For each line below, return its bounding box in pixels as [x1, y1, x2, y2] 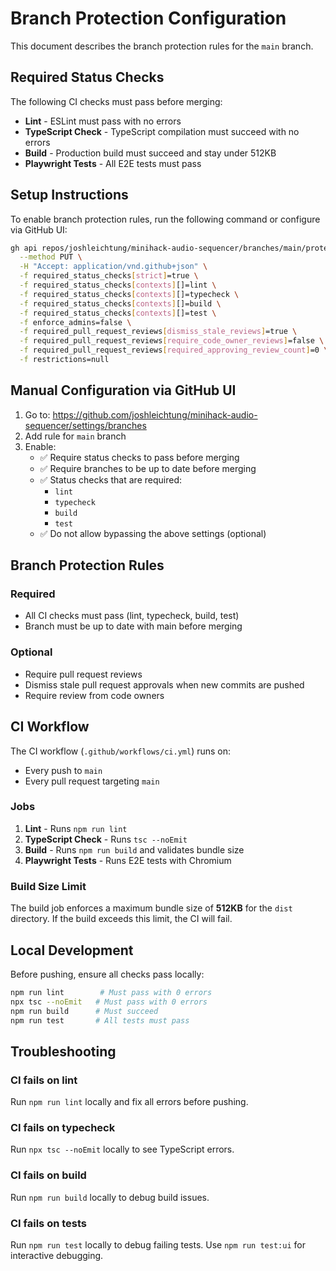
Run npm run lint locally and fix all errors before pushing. [10, 1096, 249, 1108]
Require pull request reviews [24, 668, 143, 680]
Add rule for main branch [24, 430, 127, 442]
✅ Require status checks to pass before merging [39, 451, 240, 463]
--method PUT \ [19, 252, 83, 262]
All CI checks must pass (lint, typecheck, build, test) [24, 610, 240, 622]
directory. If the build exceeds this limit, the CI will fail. [10, 913, 233, 925]
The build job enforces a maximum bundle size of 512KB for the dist [10, 902, 293, 914]
